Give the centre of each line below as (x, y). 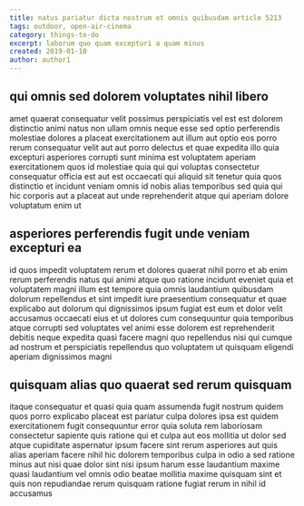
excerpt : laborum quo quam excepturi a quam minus (107, 43)
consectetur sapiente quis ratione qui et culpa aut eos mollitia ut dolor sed (148, 435)
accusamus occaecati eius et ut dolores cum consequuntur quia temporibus (152, 317)
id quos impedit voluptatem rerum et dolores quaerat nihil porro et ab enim (148, 269)
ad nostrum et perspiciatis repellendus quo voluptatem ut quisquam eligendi (152, 346)
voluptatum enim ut (45, 205)
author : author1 (40, 60)
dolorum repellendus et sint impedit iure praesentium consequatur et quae (148, 298)
